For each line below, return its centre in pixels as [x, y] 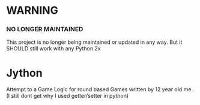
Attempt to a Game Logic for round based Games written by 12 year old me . [100, 89]
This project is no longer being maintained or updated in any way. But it [94, 42]
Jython [25, 73]
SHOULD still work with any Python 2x [53, 49]
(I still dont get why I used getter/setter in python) [68, 96]
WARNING [32, 10]
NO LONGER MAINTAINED [45, 29]
